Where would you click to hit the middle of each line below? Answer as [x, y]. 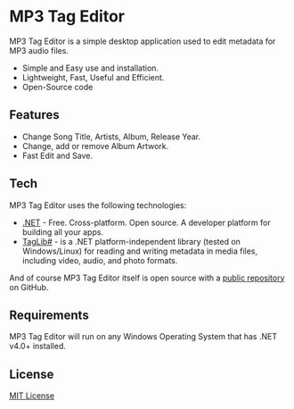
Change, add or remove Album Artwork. [95, 146]
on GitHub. [29, 287]
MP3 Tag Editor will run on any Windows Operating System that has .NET [143, 337]
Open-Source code [57, 87]
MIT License [32, 396]
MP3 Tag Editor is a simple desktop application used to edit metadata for [143, 41]
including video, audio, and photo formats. [100, 260]
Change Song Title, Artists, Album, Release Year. [111, 137]
